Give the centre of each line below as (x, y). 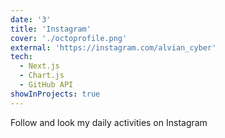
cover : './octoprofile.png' (69, 38)
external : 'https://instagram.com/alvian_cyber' (113, 47)
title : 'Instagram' (51, 29)
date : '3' (31, 19)
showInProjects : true (55, 94)
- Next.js (39, 66)
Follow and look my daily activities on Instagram (109, 122)
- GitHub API (46, 85)
